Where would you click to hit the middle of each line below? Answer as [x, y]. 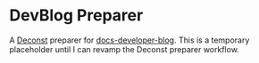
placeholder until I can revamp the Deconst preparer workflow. [124, 49]
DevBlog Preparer [76, 16]
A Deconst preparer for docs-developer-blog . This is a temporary [129, 40]
